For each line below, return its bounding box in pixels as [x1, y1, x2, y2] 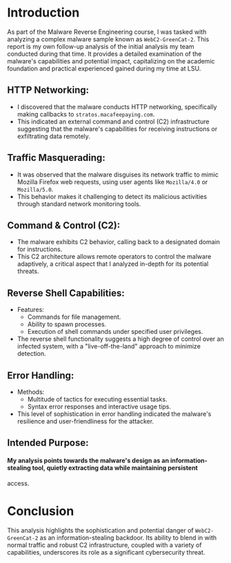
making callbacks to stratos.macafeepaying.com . [17, 110, 155, 118]
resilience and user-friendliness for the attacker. [17, 417, 154, 425]
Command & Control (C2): [7, 219, 121, 231]
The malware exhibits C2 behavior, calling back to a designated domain [17, 238, 221, 246]
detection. [17, 350, 46, 358]
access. [7, 479, 30, 487]
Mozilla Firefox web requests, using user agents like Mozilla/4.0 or [17, 177, 208, 186]
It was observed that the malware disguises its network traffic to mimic [17, 170, 219, 179]
